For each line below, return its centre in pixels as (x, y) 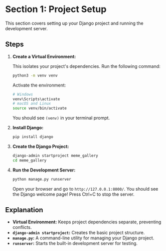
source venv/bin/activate (39, 108)
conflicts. (22, 227)
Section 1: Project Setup (56, 9)
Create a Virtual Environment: (44, 56)
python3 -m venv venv (35, 75)
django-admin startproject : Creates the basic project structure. (78, 233)
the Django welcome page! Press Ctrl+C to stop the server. (73, 194)
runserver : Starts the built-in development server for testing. (75, 243)
